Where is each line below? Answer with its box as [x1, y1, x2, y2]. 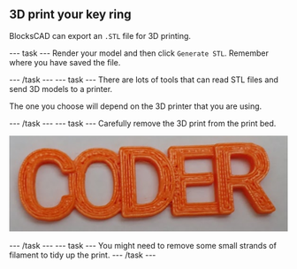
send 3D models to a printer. [9, 83, 113, 94]
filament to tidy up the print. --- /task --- [9, 250, 156, 260]
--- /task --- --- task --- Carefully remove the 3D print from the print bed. [9, 118, 277, 128]
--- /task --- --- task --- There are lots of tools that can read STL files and [9, 74, 278, 85]
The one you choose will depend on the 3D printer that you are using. [9, 101, 263, 111]
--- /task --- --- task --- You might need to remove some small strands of [9, 241, 277, 251]
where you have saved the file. [9, 57, 121, 67]
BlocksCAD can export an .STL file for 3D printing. [9, 30, 192, 41]
